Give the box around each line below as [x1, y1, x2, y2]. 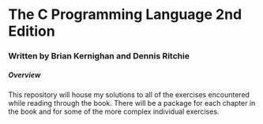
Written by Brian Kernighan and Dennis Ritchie [8, 51, 190, 62]
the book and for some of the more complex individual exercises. [8, 107, 220, 116]
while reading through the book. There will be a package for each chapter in [8, 99, 256, 108]
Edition [8, 22, 55, 40]
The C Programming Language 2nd [8, 6, 242, 24]
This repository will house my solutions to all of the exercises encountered [8, 90, 250, 100]
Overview [8, 70, 41, 80]
